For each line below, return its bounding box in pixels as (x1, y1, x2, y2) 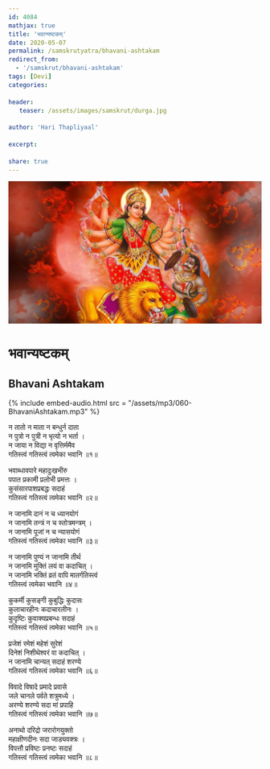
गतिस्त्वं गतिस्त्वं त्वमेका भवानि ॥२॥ (8, 493, 98, 502)
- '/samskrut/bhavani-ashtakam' (15, 64, 125, 72)
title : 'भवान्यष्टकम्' (8, 30, 67, 38)
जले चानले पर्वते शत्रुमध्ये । (8, 691, 76, 701)
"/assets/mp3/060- (128, 399, 192, 407)
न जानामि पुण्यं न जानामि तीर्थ (8, 552, 81, 561)
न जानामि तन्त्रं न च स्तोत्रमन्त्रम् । (8, 518, 92, 527)
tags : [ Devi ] (8, 72, 52, 81)
